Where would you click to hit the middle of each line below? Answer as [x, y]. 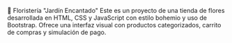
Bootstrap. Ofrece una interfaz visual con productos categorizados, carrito [114, 25]
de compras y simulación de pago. [57, 32]
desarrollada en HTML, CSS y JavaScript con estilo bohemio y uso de [107, 18]
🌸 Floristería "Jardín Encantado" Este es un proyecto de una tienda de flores [116, 11]
